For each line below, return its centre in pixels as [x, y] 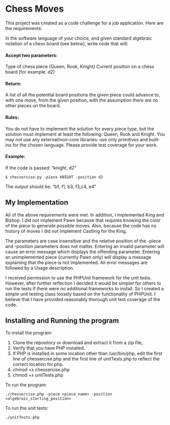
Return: [13, 83]
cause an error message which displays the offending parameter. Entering [83, 252]
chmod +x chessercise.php [41, 370]
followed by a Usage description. [40, 268]
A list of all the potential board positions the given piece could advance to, [83, 95]
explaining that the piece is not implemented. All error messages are [76, 262]
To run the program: [26, 385]
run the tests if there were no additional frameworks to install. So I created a [84, 288]
